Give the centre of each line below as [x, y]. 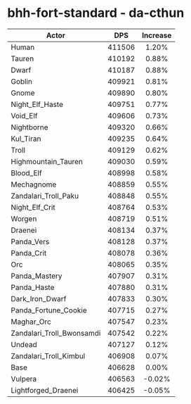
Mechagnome [34, 184]
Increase [157, 35]
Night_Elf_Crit [33, 207]
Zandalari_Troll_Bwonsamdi [56, 333]
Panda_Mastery [37, 276]
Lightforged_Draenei [45, 390]
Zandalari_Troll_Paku [45, 196]
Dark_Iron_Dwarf [39, 298]
